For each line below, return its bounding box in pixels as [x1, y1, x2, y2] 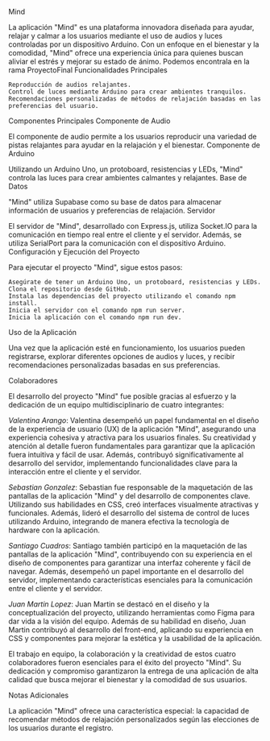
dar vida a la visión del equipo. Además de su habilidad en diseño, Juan [8, 616, 247, 626]
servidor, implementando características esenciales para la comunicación [8, 575, 253, 585]
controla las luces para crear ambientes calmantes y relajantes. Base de [8, 173, 247, 182]
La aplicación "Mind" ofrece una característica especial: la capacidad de [8, 706, 250, 715]
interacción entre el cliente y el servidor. [8, 467, 142, 476]
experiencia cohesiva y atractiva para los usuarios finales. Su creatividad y [8, 433, 256, 442]
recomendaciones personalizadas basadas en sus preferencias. [8, 360, 221, 370]
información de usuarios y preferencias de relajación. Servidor [8, 205, 216, 215]
